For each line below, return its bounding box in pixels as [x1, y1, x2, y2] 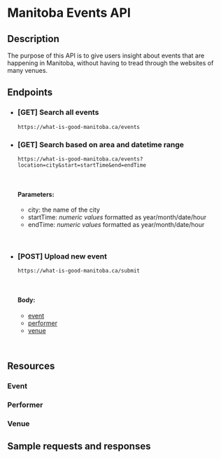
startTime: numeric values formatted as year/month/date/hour [27, 213, 207, 221]
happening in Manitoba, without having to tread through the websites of [7, 59, 214, 67]
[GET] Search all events [17, 107, 99, 117]
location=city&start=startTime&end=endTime [17, 161, 147, 169]
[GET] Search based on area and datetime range [17, 139, 184, 149]
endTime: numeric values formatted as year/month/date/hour [27, 221, 205, 229]
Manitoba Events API [7, 5, 131, 21]
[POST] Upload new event [17, 252, 107, 261]
